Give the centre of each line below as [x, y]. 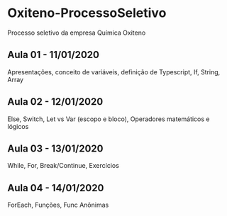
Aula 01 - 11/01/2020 [53, 55]
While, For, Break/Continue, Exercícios [63, 166]
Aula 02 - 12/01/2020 [55, 102]
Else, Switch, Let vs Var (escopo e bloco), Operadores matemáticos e [109, 119]
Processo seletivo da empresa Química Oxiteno [77, 33]
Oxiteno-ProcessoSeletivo [87, 13]
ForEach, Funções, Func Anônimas [58, 205]
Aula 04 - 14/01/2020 [56, 188]
